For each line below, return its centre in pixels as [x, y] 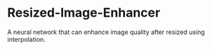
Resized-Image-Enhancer [84, 13]
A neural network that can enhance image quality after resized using [106, 32]
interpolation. [26, 39]
